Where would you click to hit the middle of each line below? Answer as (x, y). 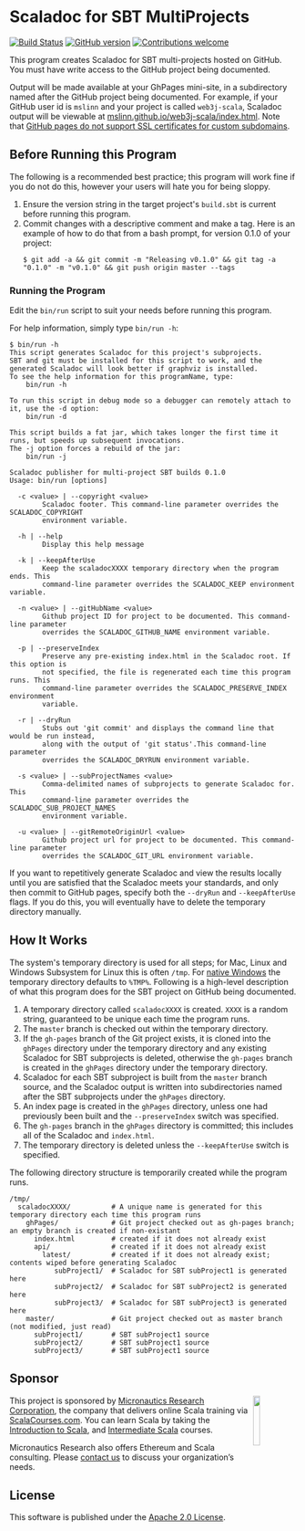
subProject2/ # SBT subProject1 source (121, 1342)
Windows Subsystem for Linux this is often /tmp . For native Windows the (145, 972)
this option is (38, 665)
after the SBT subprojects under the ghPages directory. (124, 1096)
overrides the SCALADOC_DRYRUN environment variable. (146, 760)
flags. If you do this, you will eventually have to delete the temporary (137, 902)
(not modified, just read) (61, 1327)
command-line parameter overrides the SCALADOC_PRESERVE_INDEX (164, 688)
